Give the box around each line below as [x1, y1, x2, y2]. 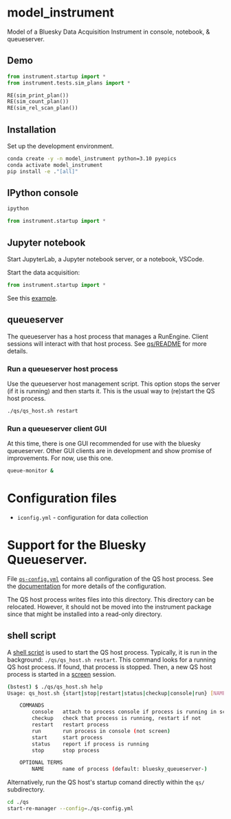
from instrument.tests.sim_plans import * [7, 79, 131, 87]
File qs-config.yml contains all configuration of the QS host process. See [7, 574, 214, 582]
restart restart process [32, 721, 109, 728]
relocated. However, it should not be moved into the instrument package [7, 602, 212, 611]
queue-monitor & [7, 468, 54, 474]
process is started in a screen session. [7, 670, 116, 678]
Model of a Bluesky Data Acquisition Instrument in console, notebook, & [7, 28, 210, 36]
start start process [32, 734, 103, 741]
